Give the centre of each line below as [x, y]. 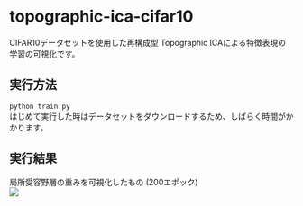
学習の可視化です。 [45, 54]
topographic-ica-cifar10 [101, 17]
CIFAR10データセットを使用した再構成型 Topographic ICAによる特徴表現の [148, 42]
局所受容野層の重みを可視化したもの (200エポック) [104, 182]
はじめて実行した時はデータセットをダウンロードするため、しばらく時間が [147, 116]
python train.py [40, 106]
